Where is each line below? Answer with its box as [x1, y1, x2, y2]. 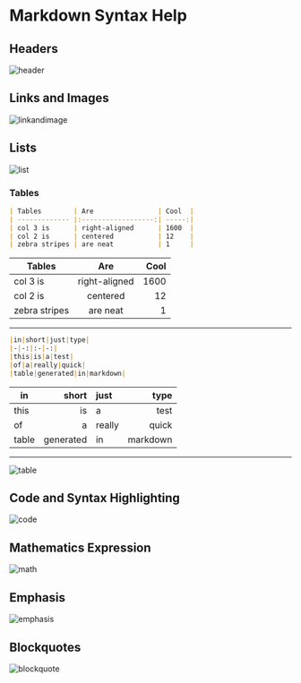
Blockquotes [9, 639, 82, 654]
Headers [9, 41, 58, 56]
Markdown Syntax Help [9, 5, 188, 26]
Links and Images [9, 90, 109, 106]
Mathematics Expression [9, 540, 151, 555]
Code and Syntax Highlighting [9, 491, 181, 506]
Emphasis [9, 590, 65, 605]
